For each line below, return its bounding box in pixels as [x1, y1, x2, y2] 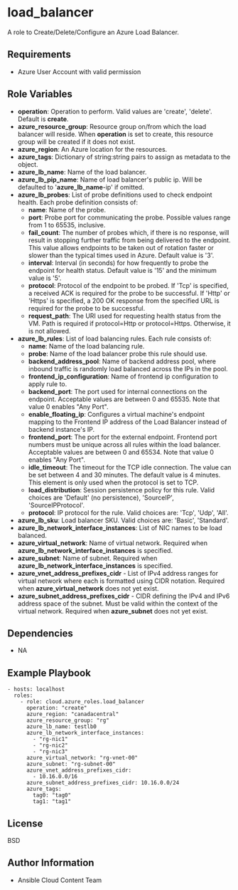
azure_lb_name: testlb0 [26, 723, 97, 730]
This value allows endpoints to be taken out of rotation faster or [28, 243, 215, 252]
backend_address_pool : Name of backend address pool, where [28, 357, 217, 366]
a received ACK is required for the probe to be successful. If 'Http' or [28, 289, 230, 297]
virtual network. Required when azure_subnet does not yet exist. [17, 606, 208, 615]
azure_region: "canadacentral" [26, 710, 119, 718]
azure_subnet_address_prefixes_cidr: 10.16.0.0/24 [26, 780, 180, 787]
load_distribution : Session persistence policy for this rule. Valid [28, 485, 215, 494]
